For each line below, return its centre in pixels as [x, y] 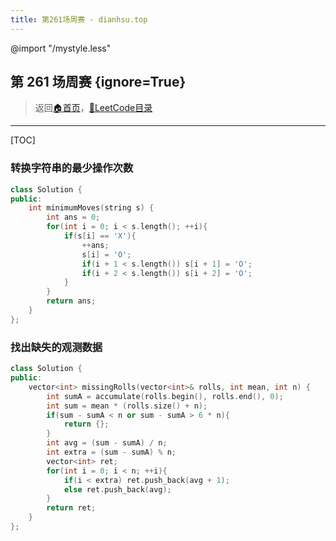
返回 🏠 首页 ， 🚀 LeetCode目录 [93, 108]
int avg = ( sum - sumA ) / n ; [107, 443]
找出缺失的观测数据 [56, 347]
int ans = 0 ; [73, 217]
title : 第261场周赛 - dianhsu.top [79, 19]
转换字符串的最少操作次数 [72, 168]
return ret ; [71, 508]
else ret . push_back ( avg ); [117, 489]
